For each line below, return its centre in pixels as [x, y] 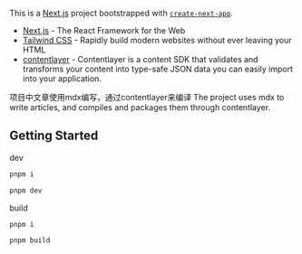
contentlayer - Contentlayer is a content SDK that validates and [140, 59]
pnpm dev [26, 190]
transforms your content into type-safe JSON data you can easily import [157, 69]
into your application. [62, 79]
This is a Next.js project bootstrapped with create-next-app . [122, 13]
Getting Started [54, 136]
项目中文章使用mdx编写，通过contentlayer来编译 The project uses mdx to [147, 97]
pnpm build [30, 240]
